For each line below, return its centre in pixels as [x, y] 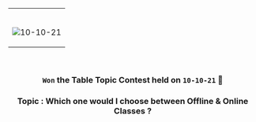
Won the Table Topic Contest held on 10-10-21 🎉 [133, 79]
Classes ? [133, 111]
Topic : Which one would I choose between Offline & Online [133, 101]
